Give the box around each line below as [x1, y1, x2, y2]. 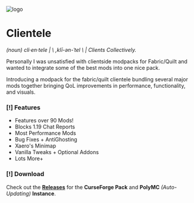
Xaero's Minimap [14, 142, 57, 149]
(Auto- [160, 183, 177, 190]
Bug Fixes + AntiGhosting [14, 136, 77, 143]
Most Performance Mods [14, 130, 76, 137]
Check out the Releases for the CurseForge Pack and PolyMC [6, 183, 160, 190]
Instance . [32, 190, 57, 197]
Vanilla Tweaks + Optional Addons [14, 149, 99, 156]
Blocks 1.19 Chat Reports [14, 123, 76, 131]
